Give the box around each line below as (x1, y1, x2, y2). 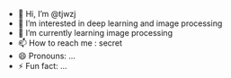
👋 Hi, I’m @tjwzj (17, 9, 76, 19)
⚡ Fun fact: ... (17, 61, 67, 71)
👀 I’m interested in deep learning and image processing (17, 18, 223, 29)
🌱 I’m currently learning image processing (17, 28, 173, 38)
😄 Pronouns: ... (17, 50, 76, 61)
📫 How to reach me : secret (17, 38, 123, 48)
